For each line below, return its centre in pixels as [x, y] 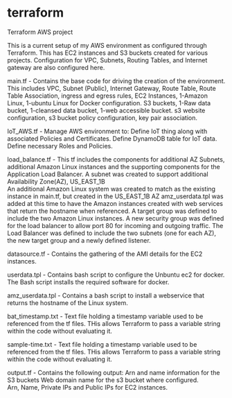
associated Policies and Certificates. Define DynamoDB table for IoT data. [112, 138]
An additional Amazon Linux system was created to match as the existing [111, 189]
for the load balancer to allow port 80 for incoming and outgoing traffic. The [115, 225]
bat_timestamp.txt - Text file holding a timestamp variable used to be [105, 316]
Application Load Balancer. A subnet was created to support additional [108, 174]
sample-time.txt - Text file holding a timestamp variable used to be [102, 344]
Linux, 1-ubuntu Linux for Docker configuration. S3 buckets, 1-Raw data [109, 103]
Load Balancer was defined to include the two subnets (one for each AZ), [112, 233]
